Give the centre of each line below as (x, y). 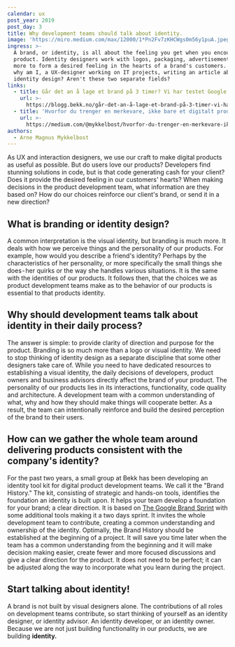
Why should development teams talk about (103, 315)
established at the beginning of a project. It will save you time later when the (117, 537)
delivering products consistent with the (95, 450)
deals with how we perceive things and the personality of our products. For (115, 249)
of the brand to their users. (46, 417)
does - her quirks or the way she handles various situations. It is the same (113, 271)
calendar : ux (26, 14)
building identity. (32, 636)
